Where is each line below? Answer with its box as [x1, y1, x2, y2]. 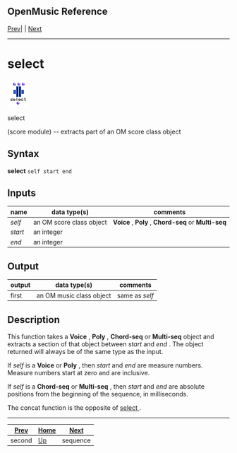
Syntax [7, 148, 39, 160]
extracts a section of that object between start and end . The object [7, 340, 204, 348]
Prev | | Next [7, 24, 42, 33]
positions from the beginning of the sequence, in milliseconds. [7, 390, 188, 398]
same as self [117, 291, 154, 300]
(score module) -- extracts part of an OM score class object [7, 127, 181, 136]
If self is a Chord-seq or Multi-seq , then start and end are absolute [7, 382, 205, 391]
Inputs [7, 187, 37, 199]
